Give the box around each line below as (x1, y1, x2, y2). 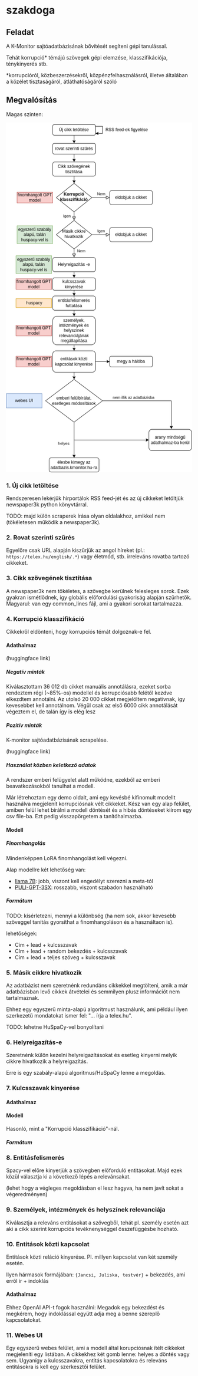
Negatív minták (6, 668, 45, 675)
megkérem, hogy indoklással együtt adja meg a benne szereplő (6, 1310, 160, 1318)
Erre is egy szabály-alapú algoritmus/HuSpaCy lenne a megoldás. (6, 1069, 166, 1077)
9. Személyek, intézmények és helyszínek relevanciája (6, 1206, 166, 1214)
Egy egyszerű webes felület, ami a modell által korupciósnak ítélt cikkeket (6, 1345, 185, 1352)
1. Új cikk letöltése (6, 481, 59, 489)
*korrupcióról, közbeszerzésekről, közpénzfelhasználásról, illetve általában (6, 72, 189, 78)
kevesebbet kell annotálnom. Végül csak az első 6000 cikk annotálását (6, 702, 178, 709)
